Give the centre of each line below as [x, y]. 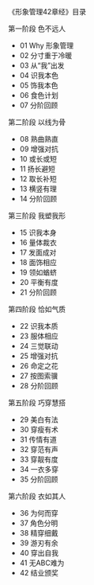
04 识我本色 [39, 75]
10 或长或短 [38, 159]
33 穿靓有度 [39, 459]
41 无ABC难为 [42, 563]
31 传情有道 [38, 439]
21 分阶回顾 [38, 292]
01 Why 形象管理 [46, 45]
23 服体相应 [39, 336]
